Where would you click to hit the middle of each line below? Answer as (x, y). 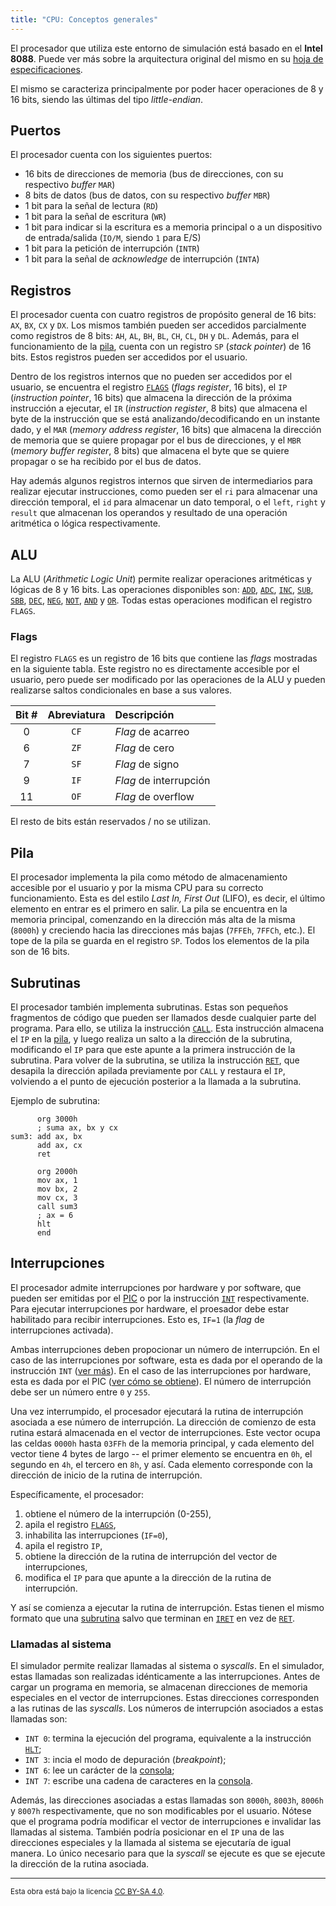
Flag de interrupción (162, 781)
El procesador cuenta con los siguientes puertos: (111, 155)
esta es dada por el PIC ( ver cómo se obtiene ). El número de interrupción (161, 1381)
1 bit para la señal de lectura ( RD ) (91, 206)
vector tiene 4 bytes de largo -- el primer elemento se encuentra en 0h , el (161, 1453)
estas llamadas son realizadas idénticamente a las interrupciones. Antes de (165, 1677)
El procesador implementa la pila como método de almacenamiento (149, 877)
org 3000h (57, 1119)
